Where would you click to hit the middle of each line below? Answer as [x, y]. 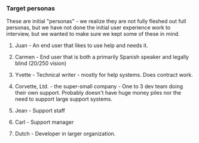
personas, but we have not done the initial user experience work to [88, 27]
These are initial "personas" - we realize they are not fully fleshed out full [96, 21]
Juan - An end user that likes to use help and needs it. [81, 45]
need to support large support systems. [64, 99]
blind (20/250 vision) [41, 63]
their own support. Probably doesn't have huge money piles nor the [98, 93]
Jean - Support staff [40, 111]
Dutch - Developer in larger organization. [65, 134]
